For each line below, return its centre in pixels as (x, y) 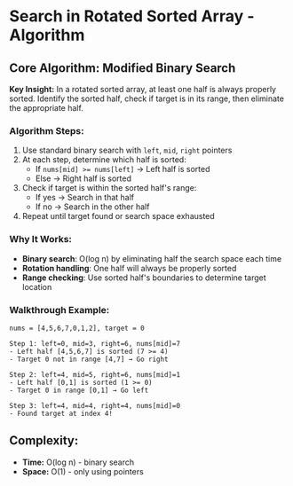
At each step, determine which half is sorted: (104, 160)
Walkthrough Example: (59, 310)
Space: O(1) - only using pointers (83, 471)
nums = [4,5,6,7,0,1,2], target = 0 (77, 328)
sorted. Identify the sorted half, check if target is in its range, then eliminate (146, 98)
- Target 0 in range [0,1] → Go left (79, 390)
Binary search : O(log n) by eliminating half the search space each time (152, 258)
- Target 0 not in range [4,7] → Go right (89, 359)
